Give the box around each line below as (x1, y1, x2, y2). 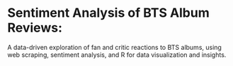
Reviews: (7, 20, 62, 36)
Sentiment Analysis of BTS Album (7, 5, 210, 21)
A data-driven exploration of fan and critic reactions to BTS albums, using (7, 43, 222, 51)
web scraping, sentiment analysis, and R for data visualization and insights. (7, 51, 227, 59)
